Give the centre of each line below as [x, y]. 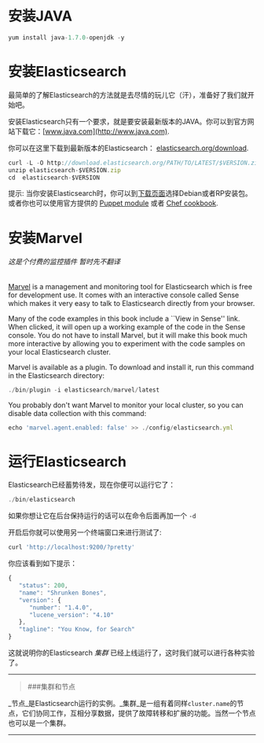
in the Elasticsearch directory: [56, 375]
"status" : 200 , [43, 586]
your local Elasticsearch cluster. [60, 351]
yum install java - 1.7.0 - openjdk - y [66, 37]
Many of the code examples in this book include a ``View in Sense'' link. [124, 318]
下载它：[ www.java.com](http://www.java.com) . [92, 131]
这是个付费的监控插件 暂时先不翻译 [64, 262]
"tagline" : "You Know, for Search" [77, 630]
